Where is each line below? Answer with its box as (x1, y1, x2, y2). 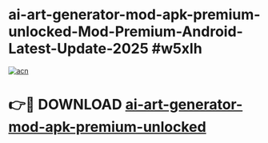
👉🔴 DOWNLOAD (8, 96, 122, 113)
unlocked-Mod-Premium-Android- (8, 22, 244, 41)
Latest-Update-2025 (8, 40, 150, 58)
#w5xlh (151, 40, 202, 58)
